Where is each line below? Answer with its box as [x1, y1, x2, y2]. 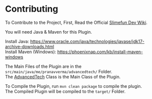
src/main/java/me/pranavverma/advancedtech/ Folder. [5, 68, 113, 74]
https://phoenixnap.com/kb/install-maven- [57, 49, 143, 55]
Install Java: [5, 38, 29, 44]
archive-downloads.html [5, 43, 54, 49]
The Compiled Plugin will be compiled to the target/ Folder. [5, 88, 126, 94]
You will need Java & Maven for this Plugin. [5, 29, 92, 35]
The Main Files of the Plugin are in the [5, 63, 82, 69]
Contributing [5, 3, 58, 15]
